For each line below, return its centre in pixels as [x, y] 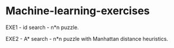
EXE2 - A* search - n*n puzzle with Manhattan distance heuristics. [87, 39]
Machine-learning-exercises [77, 11]
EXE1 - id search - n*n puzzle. [42, 27]
